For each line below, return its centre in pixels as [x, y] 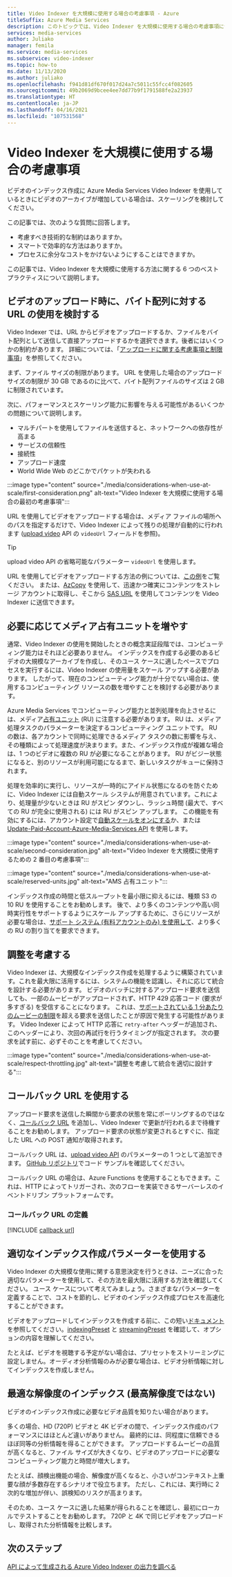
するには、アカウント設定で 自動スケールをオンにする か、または [110, 820]
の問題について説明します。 [46, 413]
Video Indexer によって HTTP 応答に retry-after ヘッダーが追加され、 [120, 1024]
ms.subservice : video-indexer [51, 59]
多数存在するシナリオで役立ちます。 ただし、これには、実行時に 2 [125, 1484]
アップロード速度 [41, 463]
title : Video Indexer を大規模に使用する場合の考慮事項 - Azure [93, 13]
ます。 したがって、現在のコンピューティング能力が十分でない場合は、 [113, 679]
